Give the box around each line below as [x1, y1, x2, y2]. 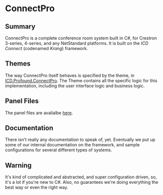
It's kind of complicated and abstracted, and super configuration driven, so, [5, 174, 157, 180]
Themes [5, 59, 31, 68]
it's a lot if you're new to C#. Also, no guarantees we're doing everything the [5, 179, 159, 185]
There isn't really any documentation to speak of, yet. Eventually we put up [5, 137, 155, 142]
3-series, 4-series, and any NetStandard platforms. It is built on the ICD [5, 40, 149, 46]
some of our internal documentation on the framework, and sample [5, 142, 140, 148]
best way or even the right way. [5, 184, 68, 190]
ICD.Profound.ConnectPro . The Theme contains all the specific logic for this [5, 77, 158, 83]
